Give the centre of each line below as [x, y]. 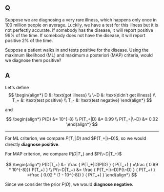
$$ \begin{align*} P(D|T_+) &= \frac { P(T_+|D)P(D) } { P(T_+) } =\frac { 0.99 [82, 165]
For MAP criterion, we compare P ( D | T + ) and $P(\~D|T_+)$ [63, 154]
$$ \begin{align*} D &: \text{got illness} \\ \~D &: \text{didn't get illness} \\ [82, 95]
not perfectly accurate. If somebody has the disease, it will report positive [79, 30]
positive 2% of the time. [29, 40]
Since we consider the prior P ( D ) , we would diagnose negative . [69, 184]
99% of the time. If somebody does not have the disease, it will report [75, 35]
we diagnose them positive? [33, 60]
